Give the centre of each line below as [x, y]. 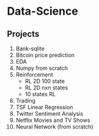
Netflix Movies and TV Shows [53, 120]
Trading [25, 100]
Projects [23, 34]
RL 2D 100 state [45, 81]
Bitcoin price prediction [45, 55]
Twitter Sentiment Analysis [50, 114]
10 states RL [40, 94]
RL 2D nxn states [46, 88]
